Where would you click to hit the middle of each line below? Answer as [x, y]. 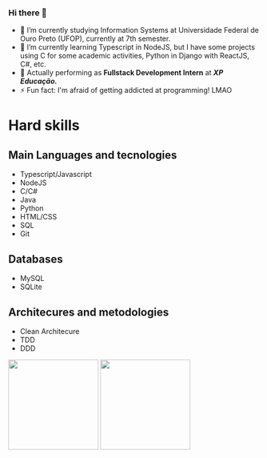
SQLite [31, 287]
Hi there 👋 [28, 13]
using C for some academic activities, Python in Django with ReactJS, [134, 56]
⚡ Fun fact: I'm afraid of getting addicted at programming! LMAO [126, 90]
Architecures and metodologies [89, 312]
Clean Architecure [50, 331]
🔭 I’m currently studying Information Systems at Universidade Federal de [139, 30]
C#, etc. [33, 64]
